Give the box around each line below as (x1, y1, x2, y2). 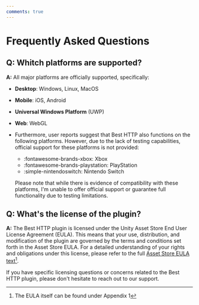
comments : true (6, 8, 44, 15)
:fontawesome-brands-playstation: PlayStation (23, 161, 137, 169)
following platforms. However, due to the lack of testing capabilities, (14, 137, 181, 144)
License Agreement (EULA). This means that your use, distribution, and (6, 231, 180, 238)
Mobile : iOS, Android (14, 96, 66, 104)
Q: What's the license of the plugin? (6, 209, 141, 220)
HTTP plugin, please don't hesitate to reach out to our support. (6, 275, 159, 282)
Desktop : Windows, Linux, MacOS (14, 85, 99, 92)
